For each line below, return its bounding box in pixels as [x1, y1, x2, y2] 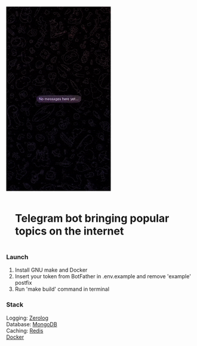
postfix [14, 279, 32, 287]
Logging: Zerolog [6, 314, 49, 321]
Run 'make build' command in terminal [14, 285, 109, 293]
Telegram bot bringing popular [14, 212, 170, 225]
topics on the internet [14, 224, 124, 238]
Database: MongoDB [6, 320, 58, 327]
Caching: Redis [6, 327, 44, 334]
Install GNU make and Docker [14, 266, 88, 273]
